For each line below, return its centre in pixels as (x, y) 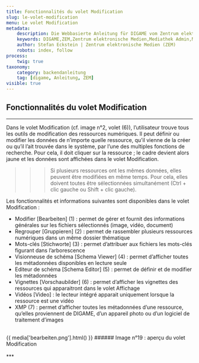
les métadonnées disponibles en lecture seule (71, 263)
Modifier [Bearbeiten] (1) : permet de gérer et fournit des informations (99, 219)
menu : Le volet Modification (42, 23)
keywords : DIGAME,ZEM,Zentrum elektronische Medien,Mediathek (95, 39)
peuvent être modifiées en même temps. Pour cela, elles (119, 176)
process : (17, 56)
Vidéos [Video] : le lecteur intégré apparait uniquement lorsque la (94, 294)
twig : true (30, 61)
